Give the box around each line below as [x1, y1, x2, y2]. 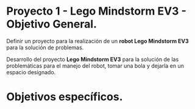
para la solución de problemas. [6, 44, 84, 51]
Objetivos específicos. [6, 90, 123, 104]
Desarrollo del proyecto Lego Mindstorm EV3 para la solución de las [6, 55, 179, 63]
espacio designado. [6, 68, 56, 76]
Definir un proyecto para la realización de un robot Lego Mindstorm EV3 [6, 37, 189, 44]
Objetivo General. [6, 17, 97, 31]
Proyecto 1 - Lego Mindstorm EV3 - [6, 4, 187, 18]
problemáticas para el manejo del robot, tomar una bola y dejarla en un [6, 62, 185, 69]
